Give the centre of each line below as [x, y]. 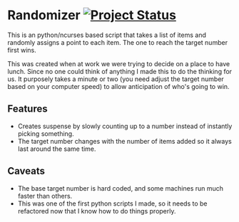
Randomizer [44, 15]
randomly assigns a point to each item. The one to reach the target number [118, 42]
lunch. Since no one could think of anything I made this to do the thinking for [120, 71]
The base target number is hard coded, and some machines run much [120, 188]
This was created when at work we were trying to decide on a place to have [119, 63]
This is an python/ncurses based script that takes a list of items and [107, 35]
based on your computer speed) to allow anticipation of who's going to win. [118, 86]
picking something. [46, 133]
